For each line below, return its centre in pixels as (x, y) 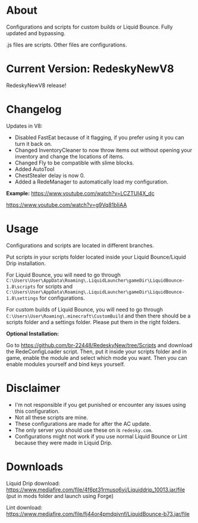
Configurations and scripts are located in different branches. (80, 245)
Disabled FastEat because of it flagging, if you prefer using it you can (99, 137)
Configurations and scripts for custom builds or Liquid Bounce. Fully (89, 27)
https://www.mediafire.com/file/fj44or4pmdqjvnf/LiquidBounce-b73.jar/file (98, 513)
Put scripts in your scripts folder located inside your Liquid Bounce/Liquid (96, 257)
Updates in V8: (24, 126)
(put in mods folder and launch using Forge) (60, 496)
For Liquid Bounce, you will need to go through (63, 275)
